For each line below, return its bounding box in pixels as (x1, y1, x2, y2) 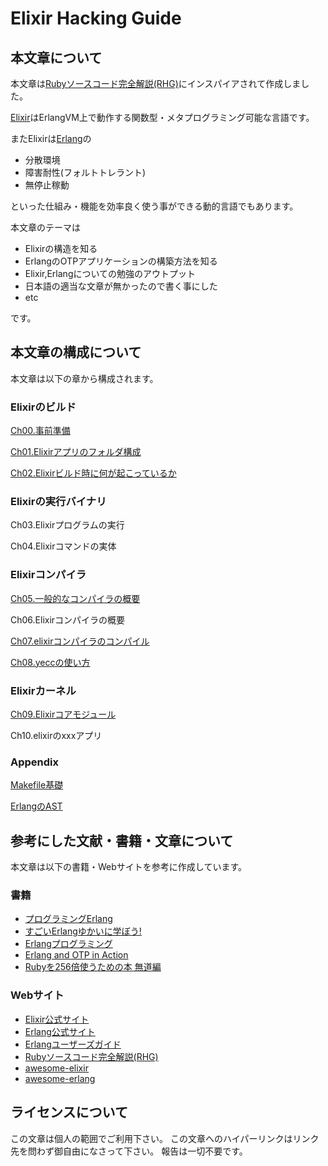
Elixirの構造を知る (24, 243, 98, 254)
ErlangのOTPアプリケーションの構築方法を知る (24, 255, 218, 267)
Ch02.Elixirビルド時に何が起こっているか (10, 467, 177, 479)
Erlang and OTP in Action (24, 949, 129, 961)
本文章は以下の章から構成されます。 (10, 372, 159, 384)
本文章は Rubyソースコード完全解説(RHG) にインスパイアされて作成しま (10, 78, 302, 89)
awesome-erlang (24, 1072, 96, 1084)
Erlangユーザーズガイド (24, 1038, 122, 1050)
